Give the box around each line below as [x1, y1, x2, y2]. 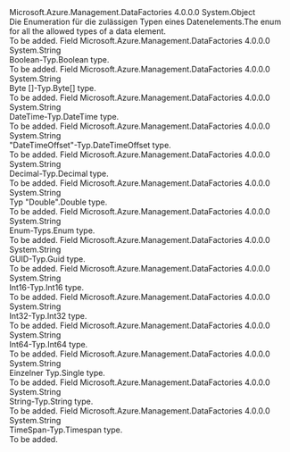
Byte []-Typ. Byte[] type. [9, 83, 96, 93]
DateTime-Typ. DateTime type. [9, 112, 120, 121]
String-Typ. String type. [9, 396, 94, 406]
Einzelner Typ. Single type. [9, 368, 105, 378]
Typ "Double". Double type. [9, 197, 108, 207]
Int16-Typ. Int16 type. [9, 282, 85, 292]
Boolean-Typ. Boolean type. [9, 54, 110, 64]
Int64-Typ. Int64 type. [9, 339, 88, 349]
